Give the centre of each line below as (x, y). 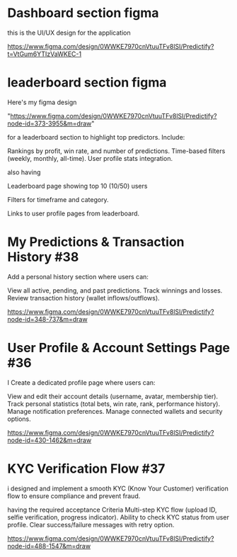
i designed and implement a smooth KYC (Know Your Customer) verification (118, 488)
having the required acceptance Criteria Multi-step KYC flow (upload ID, (112, 510)
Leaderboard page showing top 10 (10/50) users (77, 186)
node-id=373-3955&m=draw (50, 123)
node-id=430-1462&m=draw (50, 440)
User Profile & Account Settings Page (119, 348)
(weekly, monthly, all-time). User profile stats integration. (90, 158)
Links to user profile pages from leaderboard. (74, 213)
